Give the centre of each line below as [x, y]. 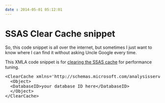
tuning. [12, 67]
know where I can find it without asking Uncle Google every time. [71, 52]
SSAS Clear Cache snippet [60, 33]
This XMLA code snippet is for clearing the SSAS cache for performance [79, 62]
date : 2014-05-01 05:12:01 [34, 10]
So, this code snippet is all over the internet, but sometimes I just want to [79, 47]
